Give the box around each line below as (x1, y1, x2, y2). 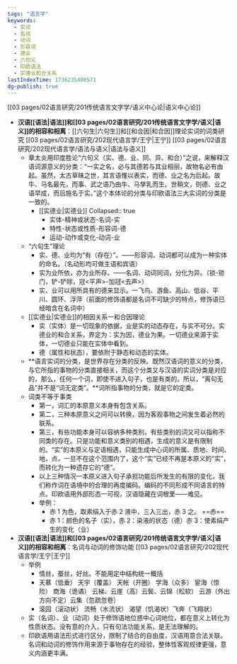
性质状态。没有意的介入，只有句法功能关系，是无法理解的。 (28, 622, 202, 631)
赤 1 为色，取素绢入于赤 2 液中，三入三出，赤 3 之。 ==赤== (49, 508, 225, 516)
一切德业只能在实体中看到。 (51, 339, 132, 348)
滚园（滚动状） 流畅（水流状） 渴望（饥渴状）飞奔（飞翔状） (38, 605, 216, 613)
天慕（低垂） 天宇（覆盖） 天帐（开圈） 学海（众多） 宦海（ (38, 578, 214, 587)
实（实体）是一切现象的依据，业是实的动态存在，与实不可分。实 (38, 321, 225, 330)
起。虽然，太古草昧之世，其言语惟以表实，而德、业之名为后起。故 (28, 171, 221, 180)
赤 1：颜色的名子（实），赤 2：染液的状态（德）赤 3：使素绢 (49, 516, 223, 525)
